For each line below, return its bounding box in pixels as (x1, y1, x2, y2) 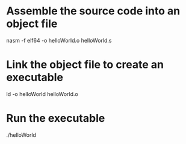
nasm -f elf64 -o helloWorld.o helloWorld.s (6, 37, 112, 44)
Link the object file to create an (6, 58, 164, 71)
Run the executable (6, 112, 105, 125)
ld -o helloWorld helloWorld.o (6, 90, 78, 97)
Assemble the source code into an (6, 4, 181, 18)
